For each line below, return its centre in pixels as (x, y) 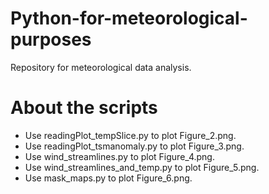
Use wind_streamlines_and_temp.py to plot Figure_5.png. (142, 167)
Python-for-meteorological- (129, 18)
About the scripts (84, 108)
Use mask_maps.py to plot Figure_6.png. (108, 178)
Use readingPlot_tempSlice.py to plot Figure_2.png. (130, 135)
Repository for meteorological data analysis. (101, 67)
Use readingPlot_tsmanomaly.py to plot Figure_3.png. (134, 146)
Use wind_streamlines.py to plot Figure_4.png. (119, 156)
